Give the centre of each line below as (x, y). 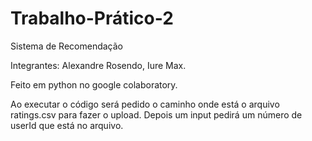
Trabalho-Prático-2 (92, 18)
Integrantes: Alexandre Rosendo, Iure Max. (98, 65)
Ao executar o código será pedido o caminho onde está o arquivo (145, 104)
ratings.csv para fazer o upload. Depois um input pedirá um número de (156, 114)
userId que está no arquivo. (67, 125)
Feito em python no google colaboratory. (94, 84)
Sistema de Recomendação (66, 46)
